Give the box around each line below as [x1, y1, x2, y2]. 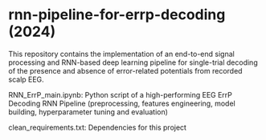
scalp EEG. [8, 74, 44, 84]
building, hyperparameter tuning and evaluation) [8, 106, 169, 117]
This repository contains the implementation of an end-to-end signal [8, 49, 235, 58]
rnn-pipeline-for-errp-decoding [8, 6, 226, 24]
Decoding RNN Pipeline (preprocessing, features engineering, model [8, 98, 235, 108]
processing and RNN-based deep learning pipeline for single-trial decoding [8, 58, 259, 67]
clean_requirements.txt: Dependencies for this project [8, 122, 187, 132]
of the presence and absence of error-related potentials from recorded [8, 66, 243, 75]
